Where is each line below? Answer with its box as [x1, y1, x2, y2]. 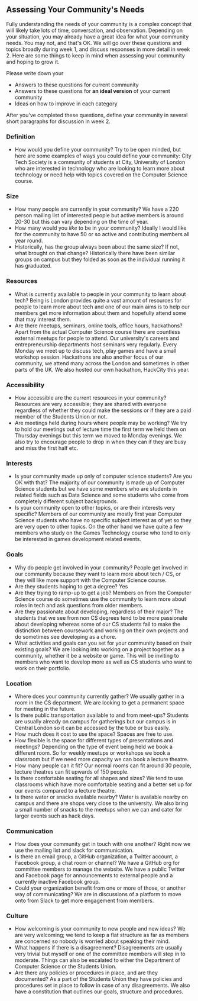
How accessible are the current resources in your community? [14, 394, 167, 401]
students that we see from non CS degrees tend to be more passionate [14, 614, 188, 621]
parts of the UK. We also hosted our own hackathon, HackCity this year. [14, 366, 190, 373]
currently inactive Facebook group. [14, 878, 100, 886]
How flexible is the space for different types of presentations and [14, 736, 173, 743]
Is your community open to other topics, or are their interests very [14, 504, 176, 511]
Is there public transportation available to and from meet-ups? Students [14, 712, 189, 719]
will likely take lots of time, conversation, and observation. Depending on [6, 27, 183, 34]
